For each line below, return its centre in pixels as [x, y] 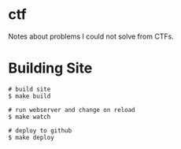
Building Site [50, 68]
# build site [30, 89]
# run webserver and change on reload [72, 110]
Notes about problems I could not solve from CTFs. [91, 36]
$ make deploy [31, 137]
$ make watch [30, 117]
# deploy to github [40, 130]
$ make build [30, 96]
